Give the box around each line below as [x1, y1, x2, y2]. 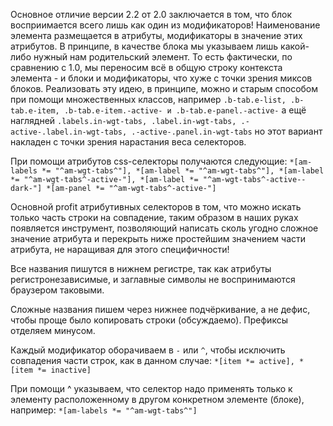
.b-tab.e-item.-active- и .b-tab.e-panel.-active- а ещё [63, 104, 307, 116]
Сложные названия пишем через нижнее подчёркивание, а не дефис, [10, 304, 311, 315]
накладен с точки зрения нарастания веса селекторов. [10, 136, 247, 148]
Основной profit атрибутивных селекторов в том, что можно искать [10, 201, 302, 213]
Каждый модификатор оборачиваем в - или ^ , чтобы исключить [10, 344, 286, 356]
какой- [280, 40, 310, 52]
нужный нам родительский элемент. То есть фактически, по [33, 51, 293, 63]
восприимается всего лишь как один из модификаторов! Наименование [10, 19, 321, 31]
